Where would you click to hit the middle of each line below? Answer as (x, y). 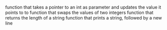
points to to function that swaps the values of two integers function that (79, 12)
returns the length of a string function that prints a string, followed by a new (84, 18)
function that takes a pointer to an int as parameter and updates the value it (83, 7)
